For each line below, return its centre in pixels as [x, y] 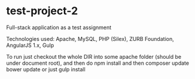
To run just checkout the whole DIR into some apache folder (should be [94, 56]
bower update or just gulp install [46, 69]
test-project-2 [42, 11]
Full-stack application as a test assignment [59, 27]
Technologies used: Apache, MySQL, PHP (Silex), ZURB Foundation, [90, 39]
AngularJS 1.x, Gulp [30, 45]
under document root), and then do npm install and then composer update [98, 63]
